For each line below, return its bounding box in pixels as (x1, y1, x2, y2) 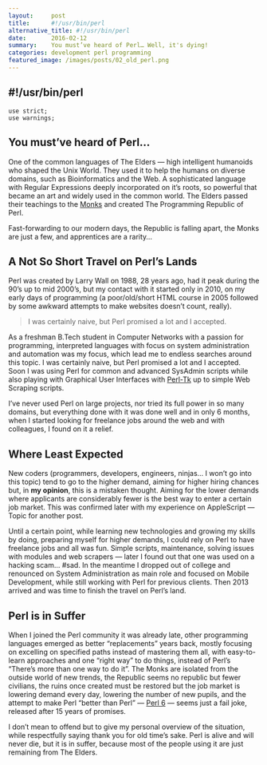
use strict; (8, 107, 48, 115)
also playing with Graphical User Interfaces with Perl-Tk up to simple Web (8, 375, 251, 384)
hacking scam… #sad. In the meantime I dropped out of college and (8, 561, 231, 570)
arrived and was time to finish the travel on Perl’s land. (8, 586, 187, 596)
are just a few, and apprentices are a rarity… (8, 232, 153, 241)
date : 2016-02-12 (8, 34, 88, 42)
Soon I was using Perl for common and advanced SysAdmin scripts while (8, 367, 249, 376)
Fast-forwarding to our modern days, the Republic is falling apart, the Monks (8, 223, 260, 232)
